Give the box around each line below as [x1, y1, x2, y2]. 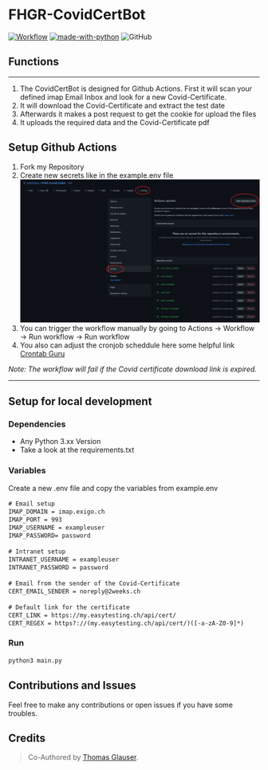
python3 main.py [8, 656, 62, 665]
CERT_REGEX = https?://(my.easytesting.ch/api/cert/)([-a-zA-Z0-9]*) [8, 619, 245, 627]
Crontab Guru [19, 348, 65, 358]
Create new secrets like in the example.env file [19, 170, 174, 180]
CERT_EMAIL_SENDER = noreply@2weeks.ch [8, 587, 141, 595]
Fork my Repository [19, 162, 85, 171]
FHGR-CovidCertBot [8, 6, 146, 24]
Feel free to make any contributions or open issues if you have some [8, 700, 234, 709]
